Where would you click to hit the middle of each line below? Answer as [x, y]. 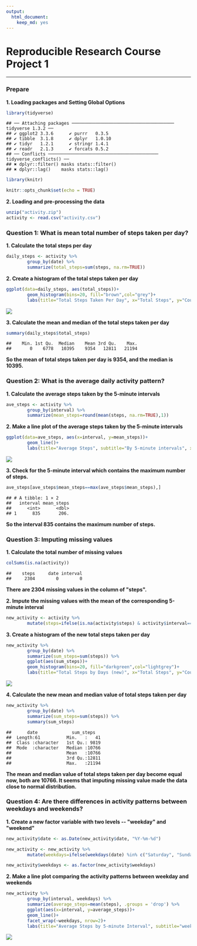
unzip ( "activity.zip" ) [34, 212]
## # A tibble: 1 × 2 [33, 498]
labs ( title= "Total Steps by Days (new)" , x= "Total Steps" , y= [105, 673]
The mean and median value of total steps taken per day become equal [94, 774]
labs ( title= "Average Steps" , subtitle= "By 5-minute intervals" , [107, 448]
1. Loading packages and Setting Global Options [65, 102]
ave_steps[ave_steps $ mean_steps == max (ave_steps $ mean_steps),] [84, 487]
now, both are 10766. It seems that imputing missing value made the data [97, 780]
